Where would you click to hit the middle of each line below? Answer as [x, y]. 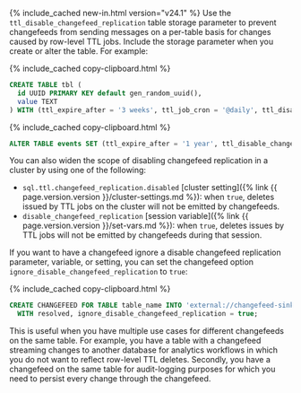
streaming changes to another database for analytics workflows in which [144, 350]
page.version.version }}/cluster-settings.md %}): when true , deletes [148, 197]
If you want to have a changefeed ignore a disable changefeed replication [145, 253]
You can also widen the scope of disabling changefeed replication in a [139, 161]
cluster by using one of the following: [77, 170]
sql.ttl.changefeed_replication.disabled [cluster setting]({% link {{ [150, 188]
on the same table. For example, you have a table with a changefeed [135, 341]
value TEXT [38, 101]
